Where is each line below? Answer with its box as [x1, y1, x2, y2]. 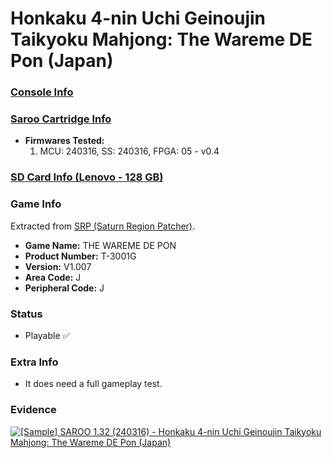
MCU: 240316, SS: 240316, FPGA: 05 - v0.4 [39, 145, 220, 157]
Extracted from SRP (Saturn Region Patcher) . [10, 220, 196, 232]
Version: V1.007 [24, 260, 92, 272]
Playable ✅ [24, 329, 71, 341]
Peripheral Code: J [24, 282, 105, 294]
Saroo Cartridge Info [10, 112, 112, 126]
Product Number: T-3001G [24, 250, 137, 262]
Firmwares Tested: [24, 135, 105, 147]
